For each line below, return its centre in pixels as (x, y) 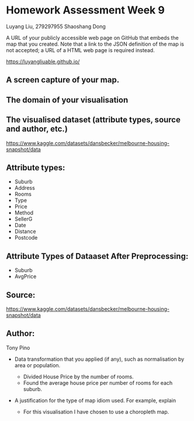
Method (24, 213)
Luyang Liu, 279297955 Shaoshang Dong (56, 26)
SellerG (23, 219)
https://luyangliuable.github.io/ (43, 61)
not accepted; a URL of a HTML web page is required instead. (80, 50)
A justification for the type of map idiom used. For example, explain (95, 400)
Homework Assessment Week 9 (85, 10)
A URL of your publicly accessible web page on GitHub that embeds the (93, 37)
